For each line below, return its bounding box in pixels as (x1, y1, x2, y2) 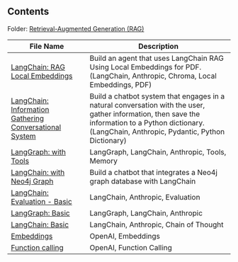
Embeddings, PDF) (89, 79, 152, 89)
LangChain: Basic (11, 220, 69, 229)
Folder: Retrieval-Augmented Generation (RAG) (7, 24, 144, 33)
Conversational (11, 122, 62, 132)
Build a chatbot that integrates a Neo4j (89, 167, 218, 177)
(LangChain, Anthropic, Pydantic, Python (89, 127, 225, 137)
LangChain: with (11, 167, 65, 177)
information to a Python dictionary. (89, 118, 205, 127)
